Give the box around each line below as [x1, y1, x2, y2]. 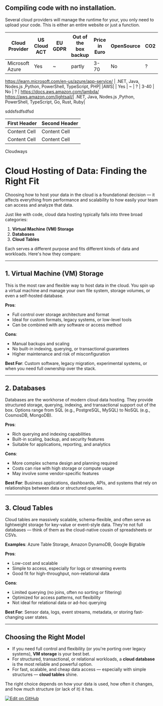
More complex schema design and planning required [12, 460, 118, 466]
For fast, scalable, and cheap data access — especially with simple [12, 667, 147, 672]
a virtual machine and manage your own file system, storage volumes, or [5, 287, 150, 293]
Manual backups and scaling [12, 341, 70, 346]
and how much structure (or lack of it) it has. [5, 686, 94, 692]
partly [71, 63, 85, 69]
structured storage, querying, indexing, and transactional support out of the [5, 402, 156, 408]
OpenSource [111, 42, 141, 49]
